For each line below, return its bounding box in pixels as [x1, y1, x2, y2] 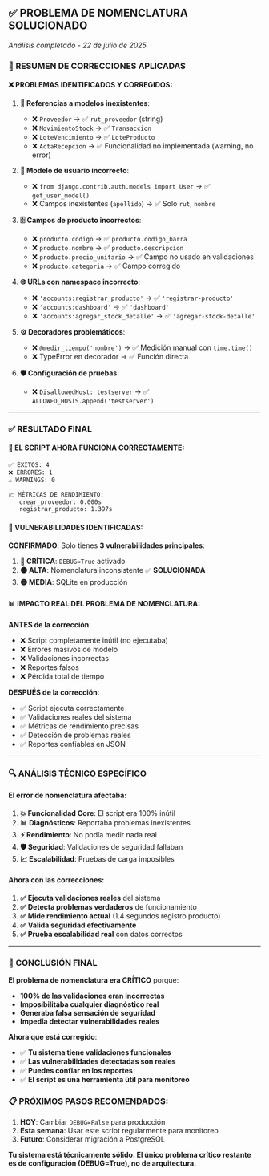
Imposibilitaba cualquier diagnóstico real [19, 1000, 159, 1009]
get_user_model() [31, 192, 90, 200]
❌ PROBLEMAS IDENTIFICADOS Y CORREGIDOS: [8, 80, 173, 90]
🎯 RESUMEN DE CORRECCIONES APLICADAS [8, 60, 186, 71]
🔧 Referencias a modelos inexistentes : [19, 98, 151, 107]
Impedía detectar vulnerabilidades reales [19, 1016, 160, 1026]
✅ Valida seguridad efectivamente [19, 920, 137, 930]
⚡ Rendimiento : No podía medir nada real [19, 829, 158, 839]
